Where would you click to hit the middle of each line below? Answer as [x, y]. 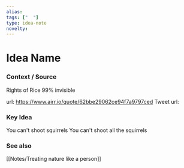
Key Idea [19, 117]
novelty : [17, 28]
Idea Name [34, 58]
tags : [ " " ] [22, 17]
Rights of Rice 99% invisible [41, 90]
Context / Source [31, 77]
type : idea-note [26, 23]
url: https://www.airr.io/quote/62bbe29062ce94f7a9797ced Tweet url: [93, 101]
